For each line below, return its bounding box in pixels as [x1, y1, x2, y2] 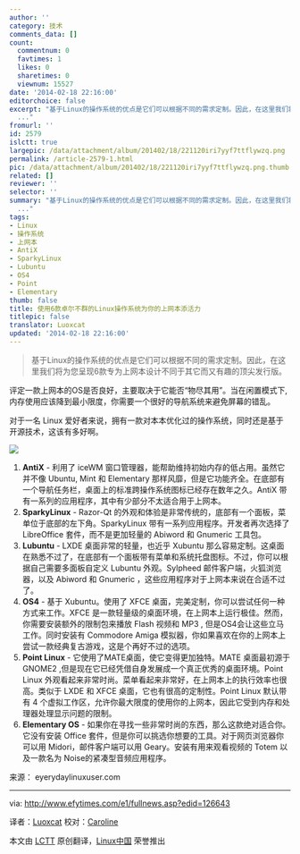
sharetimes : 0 [17, 72, 70, 80]
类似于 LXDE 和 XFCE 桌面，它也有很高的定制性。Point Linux [37, 685, 262, 696]
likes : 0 [17, 63, 50, 72]
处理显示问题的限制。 [37, 707, 117, 718]
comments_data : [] [9, 30, 78, 38]
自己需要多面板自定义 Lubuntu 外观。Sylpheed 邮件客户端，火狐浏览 [29, 562, 282, 573]
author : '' [9, 13, 50, 22]
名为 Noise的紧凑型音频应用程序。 [46, 752, 171, 763]
